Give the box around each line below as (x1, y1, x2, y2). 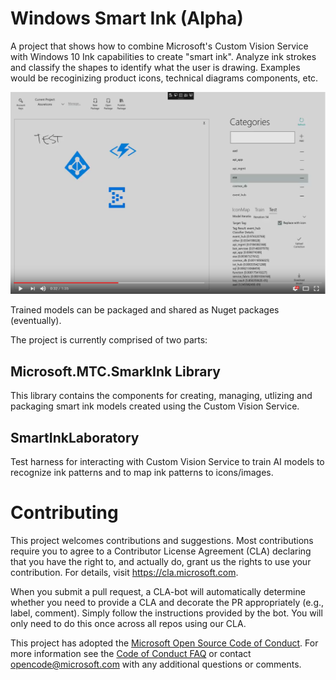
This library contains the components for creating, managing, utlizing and (10, 390, 313, 402)
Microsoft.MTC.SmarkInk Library (10, 363, 221, 380)
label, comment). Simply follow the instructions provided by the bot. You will (10, 607, 323, 619)
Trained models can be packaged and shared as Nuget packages (10, 304, 280, 316)
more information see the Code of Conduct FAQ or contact (10, 647, 252, 659)
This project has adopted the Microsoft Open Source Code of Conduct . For (10, 637, 319, 649)
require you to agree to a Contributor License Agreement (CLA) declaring (10, 545, 312, 557)
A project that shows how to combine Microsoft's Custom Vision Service (10, 40, 309, 52)
